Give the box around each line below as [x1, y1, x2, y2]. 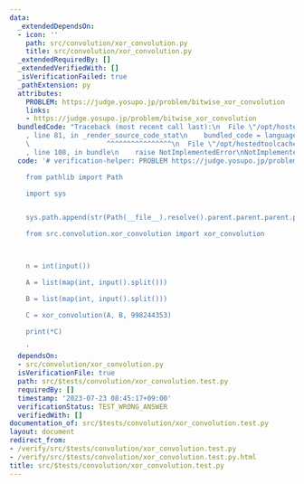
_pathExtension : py [17, 81, 91, 90]
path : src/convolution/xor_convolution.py [25, 38, 188, 48]
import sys [25, 189, 67, 198]
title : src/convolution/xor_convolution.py [25, 47, 193, 56]
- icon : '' [17, 30, 59, 39]
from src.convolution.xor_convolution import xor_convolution [25, 230, 265, 239]
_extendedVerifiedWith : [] [17, 64, 119, 73]
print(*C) [25, 327, 63, 336]
